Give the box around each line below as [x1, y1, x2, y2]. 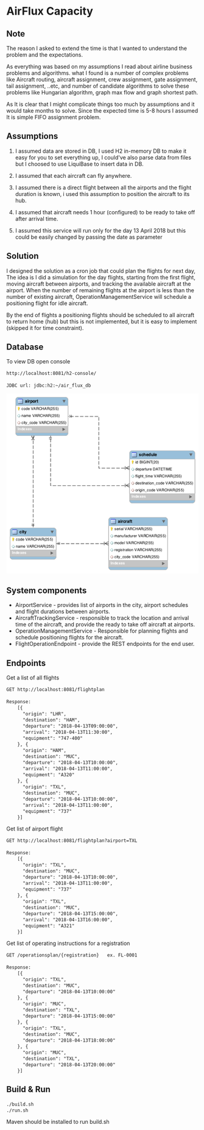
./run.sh [6, 1107, 29, 1114]
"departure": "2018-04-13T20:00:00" [22, 1061, 116, 1068]
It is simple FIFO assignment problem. [6, 114, 101, 121]
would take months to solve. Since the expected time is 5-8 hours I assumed [6, 107, 199, 114]
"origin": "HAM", [22, 747, 67, 753]
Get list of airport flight [6, 825, 63, 832]
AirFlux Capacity [6, 4, 93, 18]
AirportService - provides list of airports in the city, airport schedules [15, 602, 189, 609]
